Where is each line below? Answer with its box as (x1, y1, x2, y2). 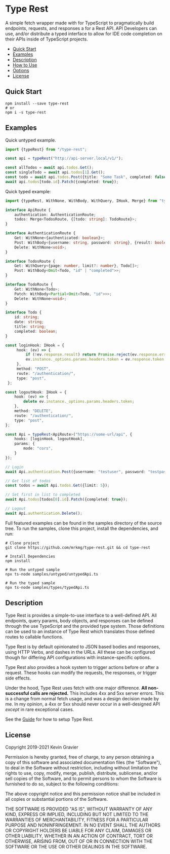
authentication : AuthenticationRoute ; (14, 212, 96, 217)
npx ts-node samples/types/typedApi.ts (5, 585, 90, 590)
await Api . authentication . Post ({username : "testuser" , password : (5, 469, 146, 474)
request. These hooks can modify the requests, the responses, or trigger (5, 669, 157, 675)
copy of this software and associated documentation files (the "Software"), (5, 759, 162, 766)
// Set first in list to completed (5, 492, 80, 497)
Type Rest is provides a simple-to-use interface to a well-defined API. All (5, 612, 157, 618)
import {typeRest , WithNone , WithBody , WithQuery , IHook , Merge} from (5, 198, 157, 203)
